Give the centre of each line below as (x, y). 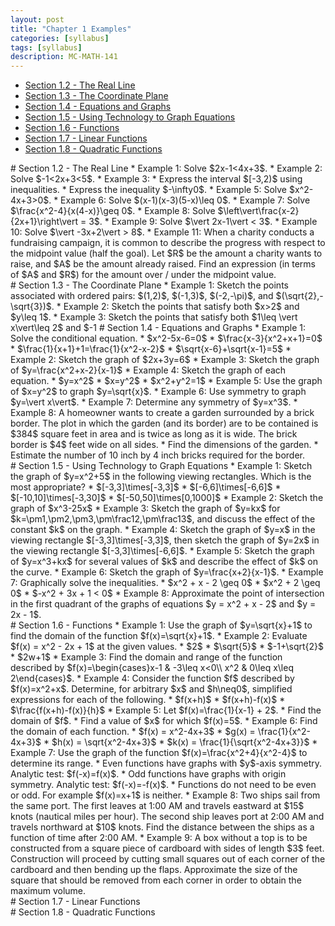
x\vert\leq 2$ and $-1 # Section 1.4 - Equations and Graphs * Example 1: (158, 328)
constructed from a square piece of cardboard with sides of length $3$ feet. (167, 848)
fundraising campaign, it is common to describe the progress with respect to (168, 243)
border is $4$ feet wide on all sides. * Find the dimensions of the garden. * (164, 445)
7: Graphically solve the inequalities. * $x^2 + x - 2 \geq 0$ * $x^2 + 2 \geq (165, 583)
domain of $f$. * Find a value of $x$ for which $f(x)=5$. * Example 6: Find (164, 721)
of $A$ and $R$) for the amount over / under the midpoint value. (143, 275)
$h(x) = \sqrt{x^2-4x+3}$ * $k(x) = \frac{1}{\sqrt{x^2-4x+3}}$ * (184, 742)
